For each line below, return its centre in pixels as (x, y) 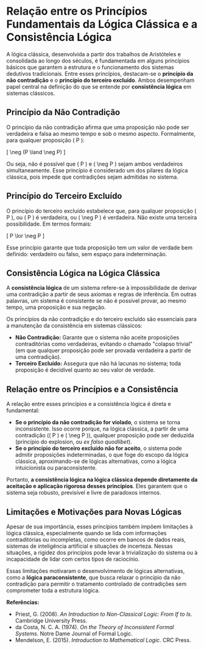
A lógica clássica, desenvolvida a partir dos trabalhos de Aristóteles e (94, 54)
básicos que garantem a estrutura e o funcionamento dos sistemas (90, 67)
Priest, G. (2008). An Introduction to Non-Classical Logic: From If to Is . (104, 614)
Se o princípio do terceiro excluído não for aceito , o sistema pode (98, 448)
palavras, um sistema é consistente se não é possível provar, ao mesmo (97, 301)
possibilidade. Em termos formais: (49, 224)
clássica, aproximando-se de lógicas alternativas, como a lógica (96, 461)
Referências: (23, 602)
